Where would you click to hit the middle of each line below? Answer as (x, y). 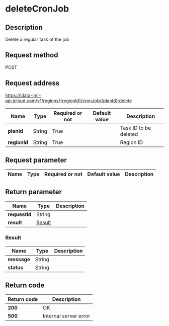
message (19, 259)
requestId (20, 214)
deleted (129, 134)
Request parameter (36, 160)
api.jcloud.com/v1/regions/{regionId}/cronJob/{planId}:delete (69, 101)
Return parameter (33, 192)
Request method (32, 55)
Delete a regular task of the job (37, 39)
